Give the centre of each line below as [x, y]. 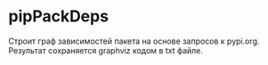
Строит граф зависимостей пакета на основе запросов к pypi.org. [134, 41]
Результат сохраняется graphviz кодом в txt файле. [106, 50]
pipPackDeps [58, 16]
